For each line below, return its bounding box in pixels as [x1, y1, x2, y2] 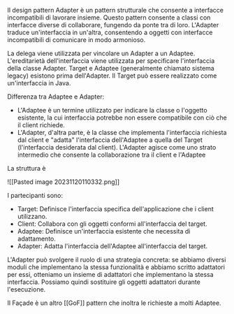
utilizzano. [17, 213, 47, 220]
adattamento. [17, 234, 56, 243]
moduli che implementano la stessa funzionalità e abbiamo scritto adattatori [7, 263, 226, 271]
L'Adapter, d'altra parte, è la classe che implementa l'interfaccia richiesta [17, 129, 227, 136]
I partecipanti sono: [7, 192, 63, 199]
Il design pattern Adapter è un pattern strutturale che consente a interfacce [7, 6, 224, 14]
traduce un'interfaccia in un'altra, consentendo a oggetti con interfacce [7, 28, 213, 36]
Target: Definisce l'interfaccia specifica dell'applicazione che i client [17, 205, 214, 213]
